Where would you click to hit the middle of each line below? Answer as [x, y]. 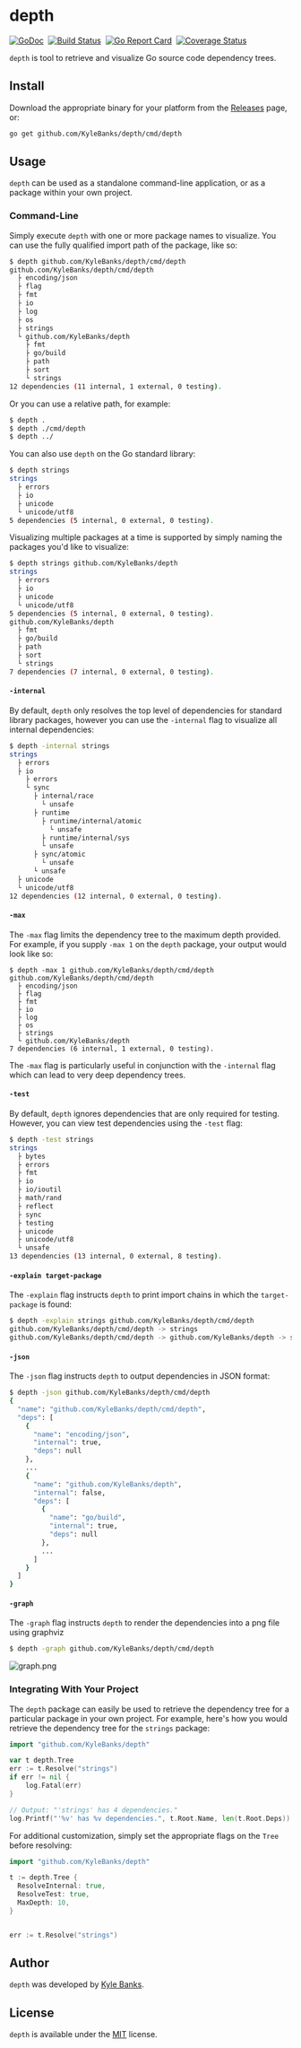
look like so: [31, 954]
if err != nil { [39, 1777]
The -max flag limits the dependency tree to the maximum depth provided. [145, 935]
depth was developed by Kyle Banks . [77, 1984]
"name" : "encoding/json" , [81, 1434]
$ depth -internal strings [60, 745]
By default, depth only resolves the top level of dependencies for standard [146, 710]
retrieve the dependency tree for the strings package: [110, 1728]
